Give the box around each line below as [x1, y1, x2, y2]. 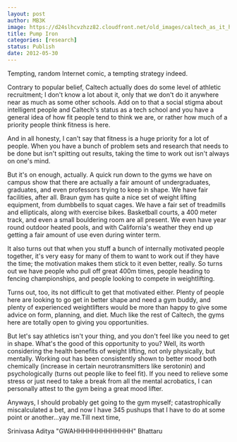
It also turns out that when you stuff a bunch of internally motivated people [7, 244, 224, 252]
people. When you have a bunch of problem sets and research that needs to [7, 141, 229, 150]
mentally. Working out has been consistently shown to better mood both [7, 354, 217, 363]
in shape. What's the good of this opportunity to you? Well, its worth [7, 339, 205, 347]
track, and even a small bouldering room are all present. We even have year [7, 215, 227, 223]
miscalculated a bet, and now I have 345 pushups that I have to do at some [7, 405, 226, 414]
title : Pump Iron [7, 30, 59, 37]
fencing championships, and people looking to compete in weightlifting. [7, 274, 215, 283]
